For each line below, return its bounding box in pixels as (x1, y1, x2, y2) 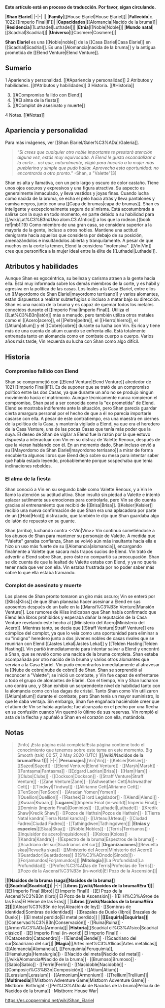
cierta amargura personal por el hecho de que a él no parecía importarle (5, 411, 152, 416)
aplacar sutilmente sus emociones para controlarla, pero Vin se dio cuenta (5, 497, 156, 503)
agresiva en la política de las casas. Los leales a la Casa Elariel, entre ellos (5, 286, 156, 292)
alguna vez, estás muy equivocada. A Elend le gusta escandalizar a (17, 154, 156, 160)
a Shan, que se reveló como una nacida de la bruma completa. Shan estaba (5, 651, 159, 657)
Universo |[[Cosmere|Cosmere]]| (50, 30, 117, 35)
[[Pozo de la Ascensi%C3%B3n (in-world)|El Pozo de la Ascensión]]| (17, 868, 158, 873)
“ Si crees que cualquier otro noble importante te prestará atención (17, 149, 153, 155)
